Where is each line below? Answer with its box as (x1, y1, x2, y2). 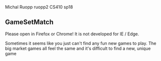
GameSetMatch (5, 18, 54, 26)
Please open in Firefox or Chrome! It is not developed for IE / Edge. (5, 31, 140, 37)
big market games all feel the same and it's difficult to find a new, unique (5, 46, 151, 51)
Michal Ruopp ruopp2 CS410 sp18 (5, 4, 73, 10)
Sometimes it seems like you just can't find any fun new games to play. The (5, 40, 157, 46)
